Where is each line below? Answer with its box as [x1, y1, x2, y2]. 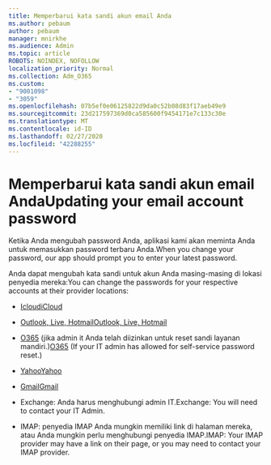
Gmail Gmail [19, 382, 59, 391]
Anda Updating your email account [8, 192, 244, 211]
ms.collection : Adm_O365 [8, 72, 92, 80]
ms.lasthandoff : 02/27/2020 [8, 132, 104, 140]
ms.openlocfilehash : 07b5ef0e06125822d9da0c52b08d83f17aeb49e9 [8, 102, 227, 110]
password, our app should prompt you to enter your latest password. [8, 253, 238, 263]
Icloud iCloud [19, 301, 63, 312]
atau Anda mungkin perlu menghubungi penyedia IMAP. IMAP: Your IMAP [19, 430, 264, 440]
